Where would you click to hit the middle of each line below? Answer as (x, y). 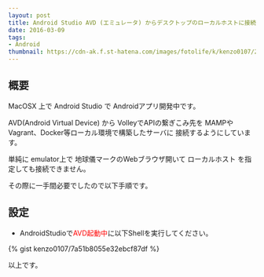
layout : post (29, 15)
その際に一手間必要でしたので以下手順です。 (80, 185)
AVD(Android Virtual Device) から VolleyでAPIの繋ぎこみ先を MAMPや (121, 122)
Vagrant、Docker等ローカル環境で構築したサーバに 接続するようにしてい (126, 132)
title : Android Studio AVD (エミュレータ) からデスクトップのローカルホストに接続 (132, 23)
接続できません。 (62, 169)
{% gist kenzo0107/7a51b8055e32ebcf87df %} (84, 249)
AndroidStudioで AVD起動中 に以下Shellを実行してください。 (116, 233)
